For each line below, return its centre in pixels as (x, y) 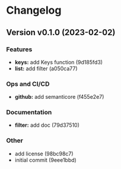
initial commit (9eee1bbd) (46, 160)
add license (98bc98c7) (44, 154)
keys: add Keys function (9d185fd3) (58, 62)
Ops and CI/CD (28, 84)
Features (19, 49)
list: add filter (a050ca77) (46, 68)
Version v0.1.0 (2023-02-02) (61, 32)
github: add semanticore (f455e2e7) (59, 97)
